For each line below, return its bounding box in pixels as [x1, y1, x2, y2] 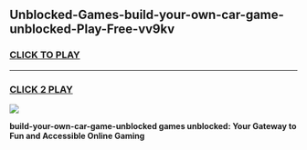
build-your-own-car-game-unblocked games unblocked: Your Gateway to [9, 120, 297, 131]
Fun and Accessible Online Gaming [9, 130, 145, 141]
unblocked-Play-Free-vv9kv [9, 22, 175, 37]
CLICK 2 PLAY [9, 83, 73, 95]
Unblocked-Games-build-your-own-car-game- [9, 7, 285, 23]
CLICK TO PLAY [9, 49, 80, 62]
